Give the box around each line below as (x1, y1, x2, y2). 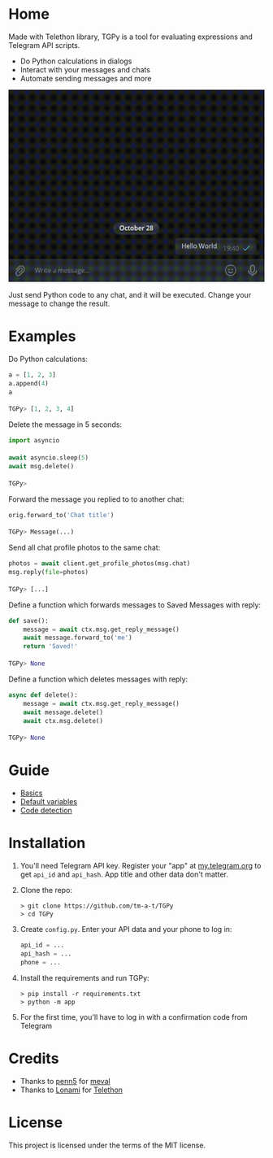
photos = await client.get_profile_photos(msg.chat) (8, 559, 191, 568)
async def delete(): (8, 690, 79, 699)
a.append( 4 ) (8, 379, 49, 387)
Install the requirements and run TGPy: (19, 973, 149, 982)
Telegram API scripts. (8, 40, 80, 50)
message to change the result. (8, 298, 110, 308)
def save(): (8, 616, 49, 625)
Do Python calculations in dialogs (19, 56, 132, 66)
